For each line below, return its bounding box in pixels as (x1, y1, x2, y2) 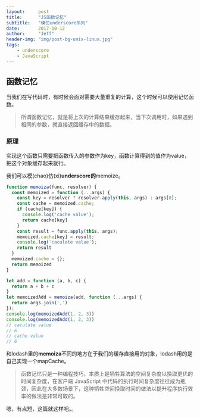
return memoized (11, 261, 52, 267)
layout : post (6, 8, 49, 15)
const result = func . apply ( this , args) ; (17, 228, 118, 234)
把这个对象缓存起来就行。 (6, 159, 69, 167)
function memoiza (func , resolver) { (6, 184, 97, 190)
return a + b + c (11, 283, 55, 289)
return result (17, 245, 52, 251)
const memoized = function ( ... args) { (11, 189, 111, 195)
